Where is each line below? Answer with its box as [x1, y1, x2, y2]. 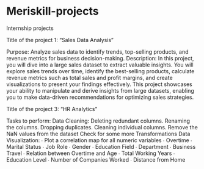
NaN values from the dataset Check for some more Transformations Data [6, 130, 191, 137]
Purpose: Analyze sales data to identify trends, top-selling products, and [6, 48, 189, 56]
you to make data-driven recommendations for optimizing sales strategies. [6, 93, 194, 101]
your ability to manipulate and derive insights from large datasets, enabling [6, 87, 194, 94]
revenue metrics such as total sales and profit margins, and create [6, 74, 173, 81]
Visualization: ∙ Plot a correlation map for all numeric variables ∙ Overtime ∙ [6, 136, 192, 144]
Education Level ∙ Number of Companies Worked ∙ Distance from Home [6, 156, 186, 163]
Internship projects [6, 24, 54, 32]
